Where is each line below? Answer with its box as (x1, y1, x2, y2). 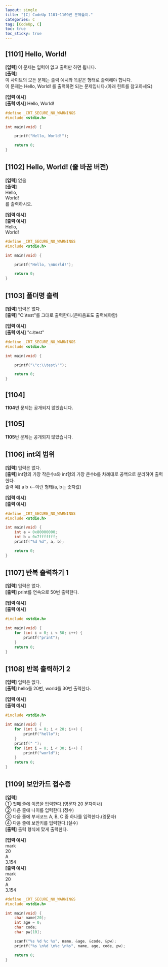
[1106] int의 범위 (5, 450, 55, 459)
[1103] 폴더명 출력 (5, 291, 59, 300)
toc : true (5, 26, 26, 32)
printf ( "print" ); (23, 635, 60, 640)
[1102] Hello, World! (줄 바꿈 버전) (5, 163, 109, 171)
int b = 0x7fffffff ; (14, 535, 58, 540)
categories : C (5, 17, 35, 22)
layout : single (5, 7, 37, 13)
